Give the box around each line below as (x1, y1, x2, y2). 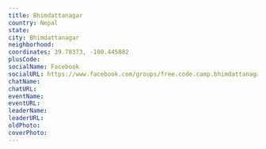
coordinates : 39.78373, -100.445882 (8, 48, 129, 56)
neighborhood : (8, 41, 55, 49)
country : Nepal (8, 19, 59, 27)
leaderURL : (8, 114, 44, 122)
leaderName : (8, 107, 47, 115)
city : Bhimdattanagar (8, 33, 80, 42)
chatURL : (8, 84, 37, 93)
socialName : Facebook (8, 63, 80, 71)
